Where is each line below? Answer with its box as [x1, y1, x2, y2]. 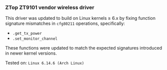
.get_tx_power [12, 31, 42, 36]
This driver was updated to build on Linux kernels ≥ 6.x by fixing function [5, 15, 156, 21]
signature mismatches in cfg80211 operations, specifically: [5, 20, 125, 26]
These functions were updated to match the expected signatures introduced [5, 45, 162, 51]
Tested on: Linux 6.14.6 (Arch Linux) [5, 60, 84, 66]
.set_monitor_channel [12, 36, 57, 41]
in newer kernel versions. [5, 50, 57, 56]
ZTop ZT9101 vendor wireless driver [5, 4, 94, 11]
